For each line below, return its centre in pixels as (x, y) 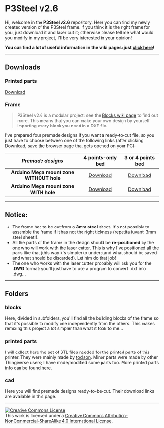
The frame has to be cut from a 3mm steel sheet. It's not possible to (81, 227)
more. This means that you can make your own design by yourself (83, 120)
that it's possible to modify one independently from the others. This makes (80, 324)
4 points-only (100, 157)
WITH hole (42, 192)
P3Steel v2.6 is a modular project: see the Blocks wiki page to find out (87, 115)
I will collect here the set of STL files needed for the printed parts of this (77, 352)
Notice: (17, 215)
